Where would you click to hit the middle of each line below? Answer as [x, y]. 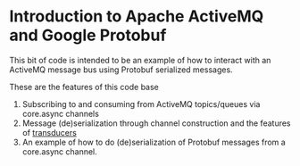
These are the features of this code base [84, 87]
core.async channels [61, 113]
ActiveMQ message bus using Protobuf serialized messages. [121, 70]
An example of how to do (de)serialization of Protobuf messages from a [154, 142]
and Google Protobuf [88, 35]
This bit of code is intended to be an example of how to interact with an [140, 60]
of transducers [50, 132]
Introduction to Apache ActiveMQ [137, 17]
